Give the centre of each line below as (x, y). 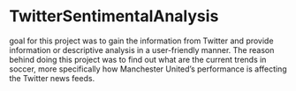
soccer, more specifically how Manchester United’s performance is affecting (148, 69)
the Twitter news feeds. (52, 78)
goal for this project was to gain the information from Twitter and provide (141, 41)
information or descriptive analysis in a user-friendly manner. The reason (142, 49)
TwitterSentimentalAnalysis (114, 16)
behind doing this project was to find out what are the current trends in (138, 59)
